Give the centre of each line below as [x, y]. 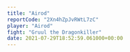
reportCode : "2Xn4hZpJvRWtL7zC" [53, 20]
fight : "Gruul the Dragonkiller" [54, 32]
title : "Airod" [29, 13]
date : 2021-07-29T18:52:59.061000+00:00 [65, 38]
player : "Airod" [30, 26]
